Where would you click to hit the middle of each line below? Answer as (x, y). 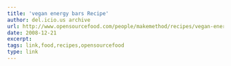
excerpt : (20, 39)
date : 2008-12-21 (32, 33)
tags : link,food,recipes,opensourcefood (66, 45)
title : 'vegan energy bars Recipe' (58, 13)
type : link (23, 52)
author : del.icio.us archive (49, 20)
